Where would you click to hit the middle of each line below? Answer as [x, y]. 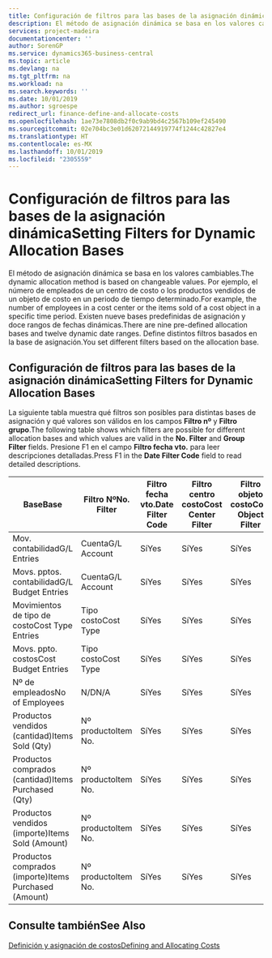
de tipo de [32, 615]
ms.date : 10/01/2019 [43, 99]
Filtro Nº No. [107, 499]
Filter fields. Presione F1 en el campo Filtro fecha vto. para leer [114, 447]
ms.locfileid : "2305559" [50, 159]
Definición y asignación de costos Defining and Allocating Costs [114, 945]
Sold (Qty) [32, 746]
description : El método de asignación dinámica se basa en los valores [132, 24]
